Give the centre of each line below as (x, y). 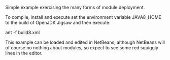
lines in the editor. (24, 53)
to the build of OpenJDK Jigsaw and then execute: (58, 23)
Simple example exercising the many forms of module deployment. (75, 7)
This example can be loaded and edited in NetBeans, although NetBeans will (85, 42)
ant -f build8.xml (23, 32)
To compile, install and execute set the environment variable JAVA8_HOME (83, 17)
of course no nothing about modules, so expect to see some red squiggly (82, 48)
